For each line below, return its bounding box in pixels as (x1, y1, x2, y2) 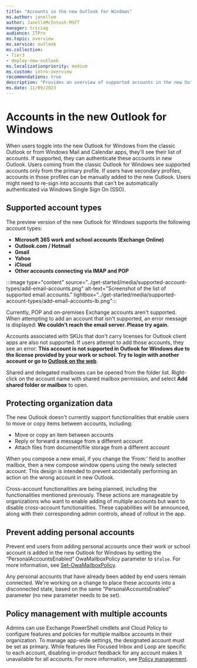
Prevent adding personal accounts (6, 527, 135, 537)
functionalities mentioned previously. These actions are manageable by (6, 491, 178, 499)
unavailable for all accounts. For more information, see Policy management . (6, 656, 188, 663)
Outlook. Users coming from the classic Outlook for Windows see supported (6, 161, 191, 168)
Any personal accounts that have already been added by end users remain (6, 573, 186, 580)
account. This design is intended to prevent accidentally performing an (6, 468, 177, 475)
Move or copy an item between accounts (14, 431, 114, 438)
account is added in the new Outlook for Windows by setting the (6, 549, 161, 556)
